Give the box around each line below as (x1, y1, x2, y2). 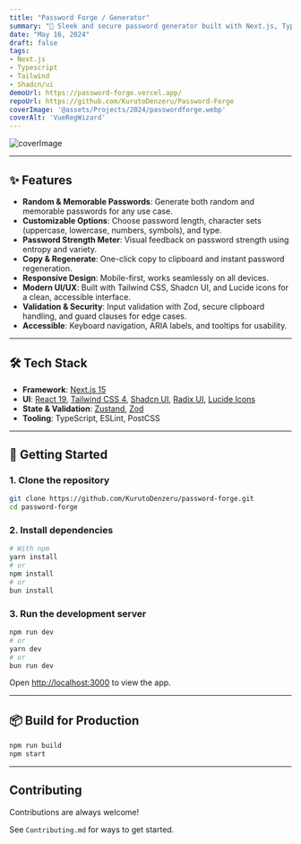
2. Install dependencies (9, 524, 114, 537)
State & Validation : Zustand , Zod (21, 403, 144, 414)
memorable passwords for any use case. (21, 206, 173, 216)
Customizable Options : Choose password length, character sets (21, 215, 262, 225)
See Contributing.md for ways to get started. (9, 823, 175, 835)
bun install (9, 585, 54, 595)
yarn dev (9, 644, 42, 654)
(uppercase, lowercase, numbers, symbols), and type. (21, 224, 222, 235)
